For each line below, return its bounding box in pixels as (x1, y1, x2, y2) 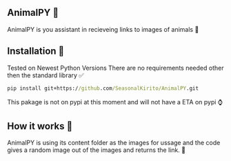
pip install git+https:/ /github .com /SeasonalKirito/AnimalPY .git (7, 84, 199, 92)
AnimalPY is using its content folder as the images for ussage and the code (7, 139, 221, 147)
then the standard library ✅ (7, 70, 84, 79)
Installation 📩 (7, 46, 65, 57)
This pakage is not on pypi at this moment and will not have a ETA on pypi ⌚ (7, 97, 223, 106)
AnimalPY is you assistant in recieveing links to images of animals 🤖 (7, 25, 199, 33)
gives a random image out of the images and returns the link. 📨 (7, 146, 186, 154)
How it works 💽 (7, 120, 73, 132)
